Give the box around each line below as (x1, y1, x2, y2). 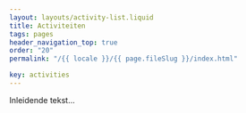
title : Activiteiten (9, 21, 87, 30)
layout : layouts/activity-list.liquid (9, 12, 154, 22)
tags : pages (9, 29, 54, 38)
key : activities (9, 70, 70, 80)
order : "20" (9, 46, 54, 55)
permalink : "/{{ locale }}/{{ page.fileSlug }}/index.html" (9, 54, 239, 63)
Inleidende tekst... (9, 94, 76, 105)
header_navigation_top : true (9, 37, 118, 47)
